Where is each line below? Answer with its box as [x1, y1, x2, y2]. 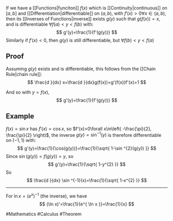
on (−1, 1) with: [6, 137, 36, 144]
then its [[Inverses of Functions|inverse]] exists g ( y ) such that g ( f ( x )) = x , [6, 16, 161, 22]
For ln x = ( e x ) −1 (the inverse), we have [6, 192, 87, 199]
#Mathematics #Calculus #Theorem [6, 211, 82, 217]
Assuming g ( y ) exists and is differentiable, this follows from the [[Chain [6, 66, 156, 72]
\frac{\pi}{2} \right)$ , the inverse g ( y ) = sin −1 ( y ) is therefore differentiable [6, 131, 162, 138]
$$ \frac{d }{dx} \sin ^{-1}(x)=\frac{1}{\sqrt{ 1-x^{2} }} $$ [26, 177, 147, 184]
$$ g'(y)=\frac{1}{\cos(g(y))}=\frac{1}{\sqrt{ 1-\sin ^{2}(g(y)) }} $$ [17, 145, 157, 151]
